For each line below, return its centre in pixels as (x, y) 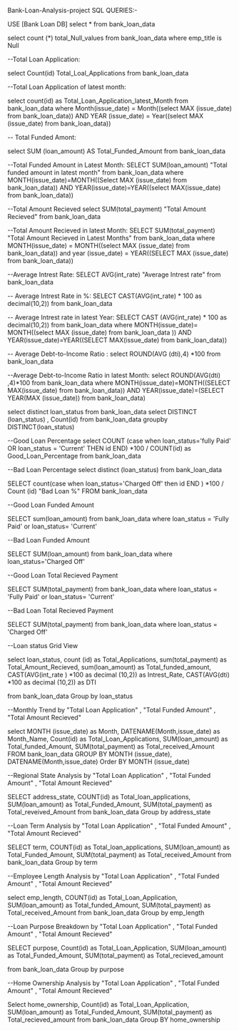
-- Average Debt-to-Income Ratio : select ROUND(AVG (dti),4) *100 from (114, 354)
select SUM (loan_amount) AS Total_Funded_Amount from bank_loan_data (117, 151)
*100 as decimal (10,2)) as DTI (52, 682)
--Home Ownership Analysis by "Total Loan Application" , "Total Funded (113, 983)
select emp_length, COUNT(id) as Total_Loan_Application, (93, 897)
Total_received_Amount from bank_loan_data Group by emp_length (106, 913)
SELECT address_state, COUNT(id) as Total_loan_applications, (99, 797)
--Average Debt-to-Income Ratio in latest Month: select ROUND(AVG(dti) (114, 375)
